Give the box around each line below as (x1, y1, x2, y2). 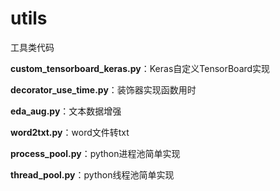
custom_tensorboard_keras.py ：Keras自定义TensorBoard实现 (10, 62, 271, 74)
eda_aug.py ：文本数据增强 (10, 105, 122, 117)
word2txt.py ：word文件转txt (10, 126, 130, 138)
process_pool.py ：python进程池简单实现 (10, 147, 181, 159)
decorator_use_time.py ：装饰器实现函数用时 (10, 83, 197, 96)
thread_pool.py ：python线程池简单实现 (10, 168, 175, 181)
